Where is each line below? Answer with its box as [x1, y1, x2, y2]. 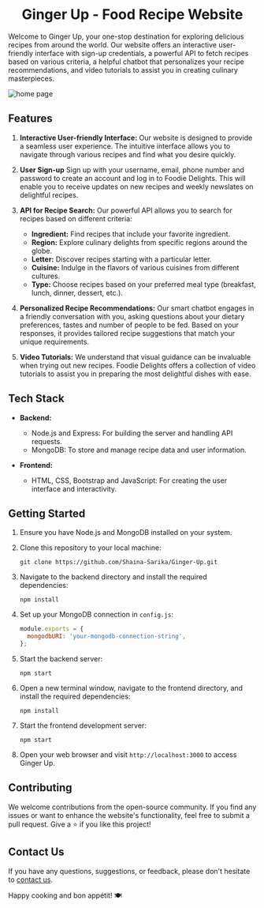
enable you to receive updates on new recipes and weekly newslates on [19, 182, 254, 191]
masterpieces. [8, 73, 55, 83]
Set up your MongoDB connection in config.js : [19, 610, 173, 620]
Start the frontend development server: [19, 721, 147, 730]
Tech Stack [8, 392, 65, 405]
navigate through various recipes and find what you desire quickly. [19, 149, 236, 159]
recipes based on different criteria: [19, 213, 132, 223]
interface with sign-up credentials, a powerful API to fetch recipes [35, 48, 249, 58]
